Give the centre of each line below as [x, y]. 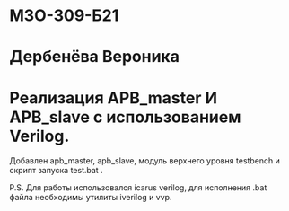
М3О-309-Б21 [64, 16]
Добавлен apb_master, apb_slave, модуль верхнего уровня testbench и [145, 161]
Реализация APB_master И [114, 97]
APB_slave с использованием [125, 117]
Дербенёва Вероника [94, 57]
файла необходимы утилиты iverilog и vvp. [91, 198]
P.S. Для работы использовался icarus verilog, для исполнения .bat [138, 188]
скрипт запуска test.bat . [56, 171]
